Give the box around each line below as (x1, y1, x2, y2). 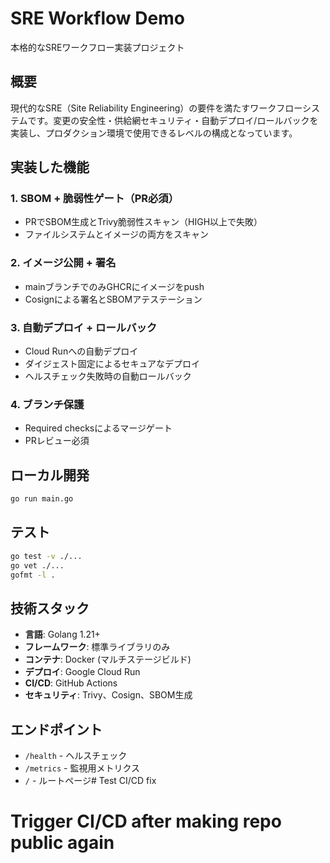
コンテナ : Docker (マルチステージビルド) (24, 653, 192, 666)
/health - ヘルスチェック (24, 750, 128, 762)
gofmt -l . (10, 570, 56, 580)
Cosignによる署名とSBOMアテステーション (24, 293, 203, 305)
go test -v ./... (10, 551, 83, 561)
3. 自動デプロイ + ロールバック (10, 320, 158, 334)
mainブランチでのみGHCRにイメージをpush (24, 280, 205, 292)
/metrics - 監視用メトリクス (24, 762, 140, 774)
